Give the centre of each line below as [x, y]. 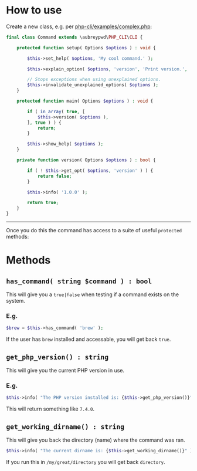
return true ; [43, 203]
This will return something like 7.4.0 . [50, 409]
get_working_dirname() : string [65, 427]
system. [16, 301]
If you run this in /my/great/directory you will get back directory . [86, 462]
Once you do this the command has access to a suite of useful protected [94, 231]
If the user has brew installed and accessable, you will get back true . [89, 339]
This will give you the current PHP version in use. [65, 371]
